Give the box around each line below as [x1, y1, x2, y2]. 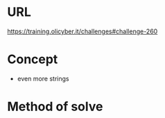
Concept [7, 51, 58, 67]
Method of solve [7, 99, 103, 115]
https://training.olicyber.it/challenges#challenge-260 [7, 27, 158, 35]
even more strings [17, 74, 69, 83]
